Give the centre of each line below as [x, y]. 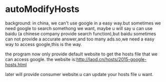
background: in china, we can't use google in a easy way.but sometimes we [83, 23]
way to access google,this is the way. [44, 44]
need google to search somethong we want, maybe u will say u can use [79, 28]
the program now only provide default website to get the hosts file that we [81, 54]
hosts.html [16, 64]
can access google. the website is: [41, 59]
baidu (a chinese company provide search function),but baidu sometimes [81, 33]
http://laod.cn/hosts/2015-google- [111, 59]
